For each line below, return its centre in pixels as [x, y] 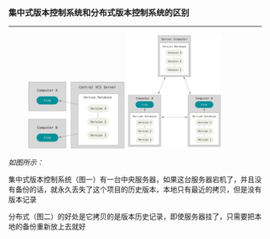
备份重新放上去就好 [54, 226]
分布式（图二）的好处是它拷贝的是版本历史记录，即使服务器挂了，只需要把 [131, 216]
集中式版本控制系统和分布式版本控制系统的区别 [99, 12]
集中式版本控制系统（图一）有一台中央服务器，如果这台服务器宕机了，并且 [131, 179]
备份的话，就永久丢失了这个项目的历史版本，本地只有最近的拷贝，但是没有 [138, 189]
